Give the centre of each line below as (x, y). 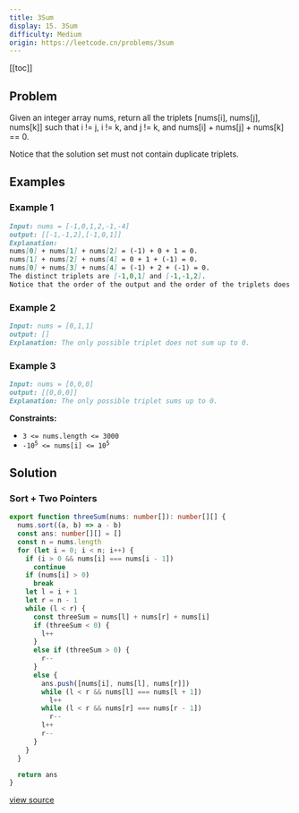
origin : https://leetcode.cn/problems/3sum (92, 43)
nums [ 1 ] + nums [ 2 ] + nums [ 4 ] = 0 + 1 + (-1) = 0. (104, 260)
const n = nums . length (60, 542)
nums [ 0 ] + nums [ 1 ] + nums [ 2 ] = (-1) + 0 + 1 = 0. (104, 252)
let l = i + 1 (51, 592)
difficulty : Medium (46, 34)
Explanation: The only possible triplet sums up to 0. (114, 401)
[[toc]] (21, 68)
